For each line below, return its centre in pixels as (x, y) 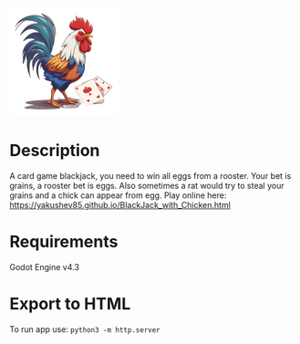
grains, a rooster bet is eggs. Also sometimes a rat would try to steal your (147, 185)
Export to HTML (70, 304)
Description (55, 151)
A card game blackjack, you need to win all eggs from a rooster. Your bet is (150, 175)
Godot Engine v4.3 (45, 266)
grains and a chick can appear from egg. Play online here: (118, 195)
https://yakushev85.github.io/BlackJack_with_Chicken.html (120, 204)
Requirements (64, 242)
